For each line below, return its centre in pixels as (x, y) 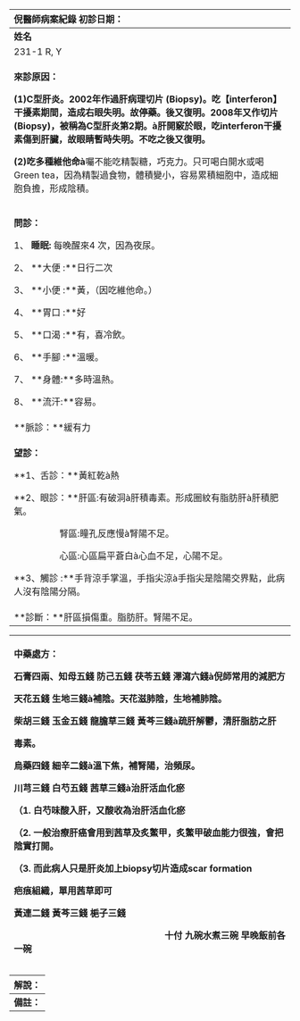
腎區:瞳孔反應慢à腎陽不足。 (117, 533)
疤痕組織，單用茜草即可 (63, 891)
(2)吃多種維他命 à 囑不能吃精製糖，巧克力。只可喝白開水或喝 (139, 162)
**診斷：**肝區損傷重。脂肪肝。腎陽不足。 (106, 617)
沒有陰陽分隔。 (54, 591)
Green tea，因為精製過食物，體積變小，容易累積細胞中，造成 (142, 175)
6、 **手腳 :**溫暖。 (59, 357)
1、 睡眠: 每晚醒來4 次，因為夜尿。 (87, 245)
